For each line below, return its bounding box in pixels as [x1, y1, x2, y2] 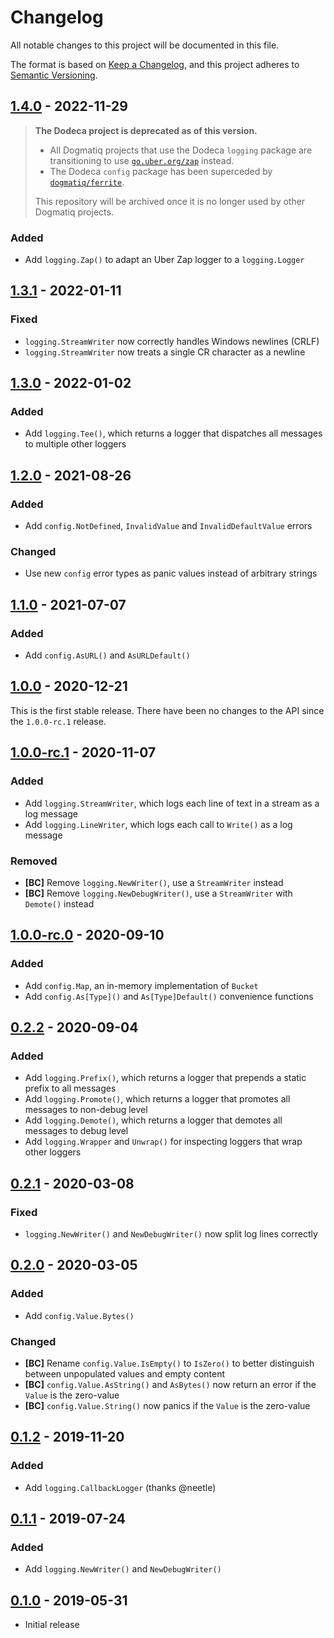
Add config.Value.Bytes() [24, 1309, 135, 1321]
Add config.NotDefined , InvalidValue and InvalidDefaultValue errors [24, 520, 313, 532]
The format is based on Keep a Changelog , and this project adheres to [10, 58, 300, 70]
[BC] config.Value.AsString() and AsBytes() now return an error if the [24, 1378, 317, 1390]
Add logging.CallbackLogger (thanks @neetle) [24, 1481, 217, 1493]
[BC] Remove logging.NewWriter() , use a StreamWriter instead [24, 876, 284, 888]
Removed [10, 854, 58, 868]
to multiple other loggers [24, 438, 127, 450]
